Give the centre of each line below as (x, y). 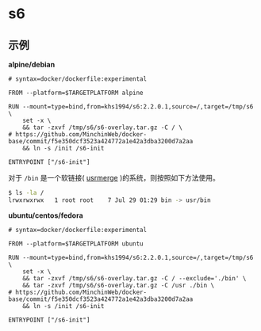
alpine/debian (32, 65)
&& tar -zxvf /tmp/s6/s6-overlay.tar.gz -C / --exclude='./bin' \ (134, 278)
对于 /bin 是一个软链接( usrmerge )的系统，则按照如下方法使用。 (114, 178)
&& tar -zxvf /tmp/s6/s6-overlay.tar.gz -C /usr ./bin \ (119, 285)
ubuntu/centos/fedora (46, 215)
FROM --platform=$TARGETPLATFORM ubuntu (76, 243)
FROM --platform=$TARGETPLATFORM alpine (76, 93)
